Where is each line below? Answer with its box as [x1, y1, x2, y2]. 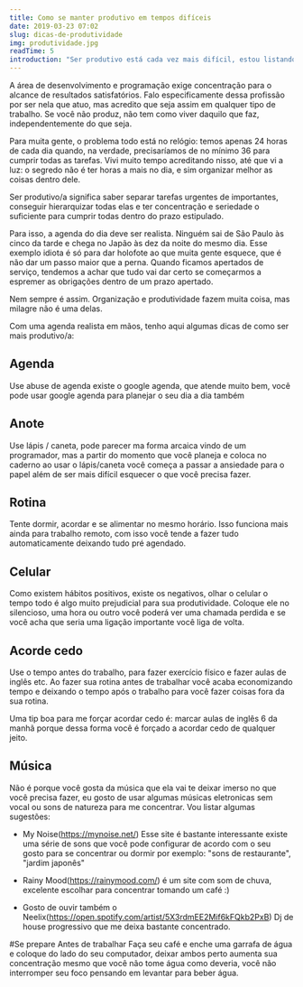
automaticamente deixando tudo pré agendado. [9, 538, 187, 549]
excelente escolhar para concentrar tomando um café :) [22, 884, 230, 895]
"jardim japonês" [22, 857, 86, 868]
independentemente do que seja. [9, 118, 133, 129]
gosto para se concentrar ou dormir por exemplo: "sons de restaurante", [22, 847, 291, 858]
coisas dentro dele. [9, 174, 81, 185]
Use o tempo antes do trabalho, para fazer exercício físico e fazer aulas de [9, 667, 287, 678]
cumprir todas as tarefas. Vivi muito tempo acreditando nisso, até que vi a [9, 155, 284, 165]
